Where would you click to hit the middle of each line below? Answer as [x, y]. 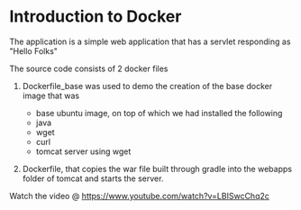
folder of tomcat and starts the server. [93, 178]
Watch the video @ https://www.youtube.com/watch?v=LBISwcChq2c [140, 196]
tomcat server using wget [83, 151]
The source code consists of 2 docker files [89, 68]
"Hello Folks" [34, 50]
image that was [50, 96]
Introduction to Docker [96, 17]
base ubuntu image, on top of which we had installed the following [159, 113]
